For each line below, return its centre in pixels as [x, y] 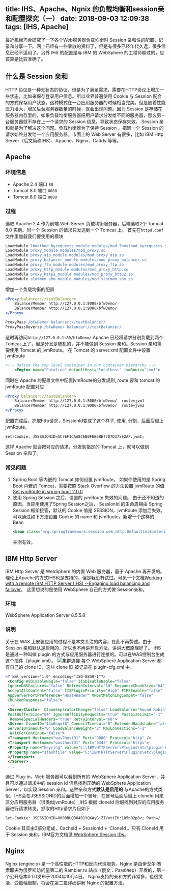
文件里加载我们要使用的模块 [34, 236]
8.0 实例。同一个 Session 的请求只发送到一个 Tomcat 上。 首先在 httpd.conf [84, 230]
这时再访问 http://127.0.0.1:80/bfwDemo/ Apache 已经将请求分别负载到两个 [84, 337]
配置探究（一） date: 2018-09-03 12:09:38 [80, 19]
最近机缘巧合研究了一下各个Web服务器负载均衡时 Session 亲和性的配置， [82, 40]
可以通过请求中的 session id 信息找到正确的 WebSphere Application [80, 783]
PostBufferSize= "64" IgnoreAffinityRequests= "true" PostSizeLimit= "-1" [85, 714]
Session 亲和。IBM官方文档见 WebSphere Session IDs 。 [70, 835]
